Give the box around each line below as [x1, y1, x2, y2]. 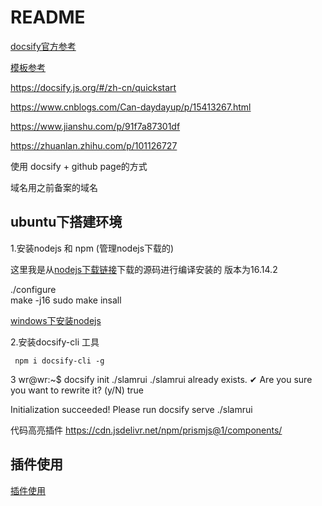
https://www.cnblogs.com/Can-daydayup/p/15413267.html [10, 101, 252, 113]
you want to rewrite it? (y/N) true [10, 384, 145, 396]
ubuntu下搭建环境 [10, 214, 123, 231]
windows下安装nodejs [10, 314, 102, 326]
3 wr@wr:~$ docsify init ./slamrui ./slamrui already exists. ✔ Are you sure [10, 373, 313, 385]
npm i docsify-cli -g [14, 356, 105, 366]
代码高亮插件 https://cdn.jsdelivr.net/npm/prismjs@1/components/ [10, 424, 283, 436]
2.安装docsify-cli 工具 [10, 336, 100, 348]
